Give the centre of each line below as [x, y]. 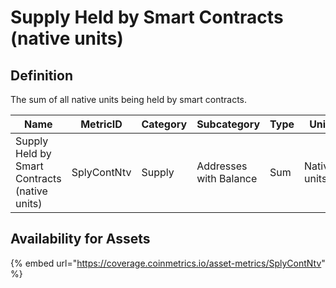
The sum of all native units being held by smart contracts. [129, 99]
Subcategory [228, 124]
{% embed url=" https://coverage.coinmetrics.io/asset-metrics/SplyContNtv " [168, 263]
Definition [41, 75]
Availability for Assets [80, 239]
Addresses [222, 166]
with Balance [227, 178]
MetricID [101, 124]
